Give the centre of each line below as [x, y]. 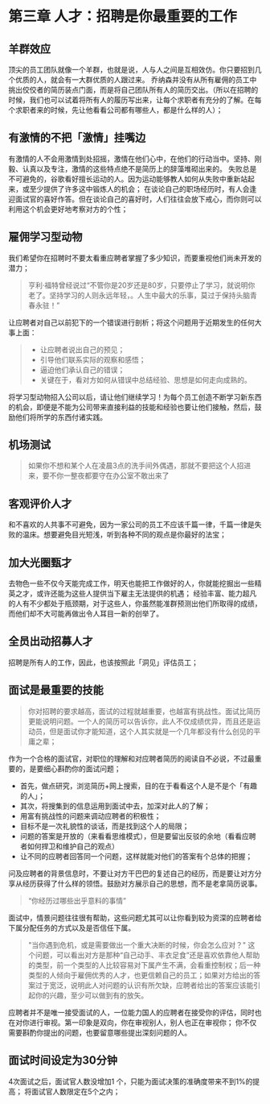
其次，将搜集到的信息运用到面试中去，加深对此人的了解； [115, 806]
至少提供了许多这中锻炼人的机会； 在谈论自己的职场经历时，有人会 [139, 189]
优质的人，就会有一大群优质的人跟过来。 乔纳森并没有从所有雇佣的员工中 [136, 80]
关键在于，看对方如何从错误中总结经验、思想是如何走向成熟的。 [145, 380]
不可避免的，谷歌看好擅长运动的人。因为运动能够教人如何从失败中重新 [125, 179]
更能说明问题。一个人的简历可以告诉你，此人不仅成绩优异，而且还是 [141, 721]
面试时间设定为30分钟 [63, 1060]
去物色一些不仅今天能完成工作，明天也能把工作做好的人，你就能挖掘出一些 [131, 583]
